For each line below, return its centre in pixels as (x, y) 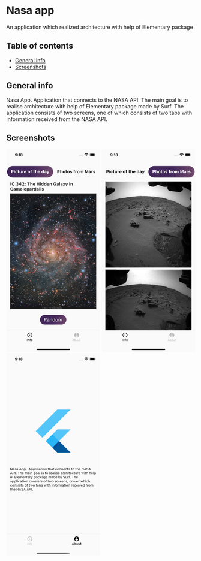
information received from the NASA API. (57, 119)
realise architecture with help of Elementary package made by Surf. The (95, 106)
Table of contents (40, 46)
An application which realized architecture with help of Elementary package (100, 27)
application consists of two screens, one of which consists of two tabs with (99, 113)
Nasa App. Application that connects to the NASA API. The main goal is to (97, 100)
